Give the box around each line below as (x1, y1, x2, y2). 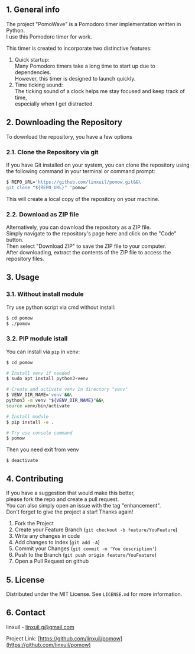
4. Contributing (6, 474, 64, 484)
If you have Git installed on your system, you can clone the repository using (6, 161, 190, 168)
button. (6, 236, 24, 243)
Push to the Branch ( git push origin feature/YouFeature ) (14, 551, 157, 559)
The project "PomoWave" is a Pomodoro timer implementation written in (6, 20, 181, 27)
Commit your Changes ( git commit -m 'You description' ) (14, 545, 157, 552)
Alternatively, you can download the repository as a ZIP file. (6, 224, 151, 231)
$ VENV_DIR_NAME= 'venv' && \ (6, 392, 73, 398)
